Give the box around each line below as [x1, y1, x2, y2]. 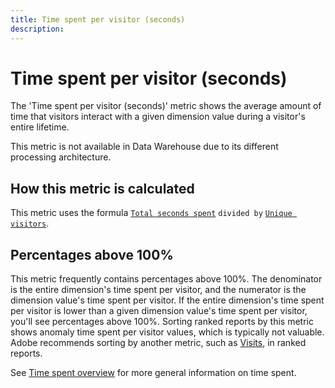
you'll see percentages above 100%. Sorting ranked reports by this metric [10, 316, 314, 328]
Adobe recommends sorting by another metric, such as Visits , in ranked [10, 337, 307, 349]
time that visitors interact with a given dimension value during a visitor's [10, 111, 306, 123]
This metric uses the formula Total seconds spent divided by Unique [10, 207, 293, 219]
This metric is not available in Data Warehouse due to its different [10, 141, 279, 153]
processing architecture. [10, 151, 112, 163]
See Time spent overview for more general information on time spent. [10, 367, 297, 379]
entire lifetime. [10, 121, 70, 133]
